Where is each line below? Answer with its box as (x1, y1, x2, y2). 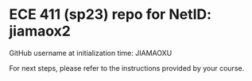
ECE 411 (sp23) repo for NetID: (9, 6, 212, 24)
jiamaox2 (9, 22, 71, 40)
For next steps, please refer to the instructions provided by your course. (9, 63, 245, 72)
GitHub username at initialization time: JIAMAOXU (9, 48, 173, 57)
